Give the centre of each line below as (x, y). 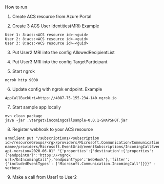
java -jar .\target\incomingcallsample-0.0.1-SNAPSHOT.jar (66, 120)
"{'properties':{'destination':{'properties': (105, 151)
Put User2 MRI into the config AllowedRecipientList (63, 52)
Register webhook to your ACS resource (52, 129)
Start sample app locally (36, 107)
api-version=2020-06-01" (30, 151)
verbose (13, 168)
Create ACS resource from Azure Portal (52, 16)
